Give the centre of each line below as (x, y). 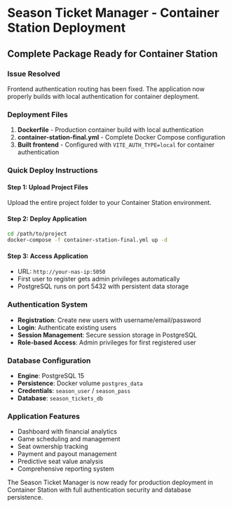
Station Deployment (67, 28)
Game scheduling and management (69, 439)
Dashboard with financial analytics (67, 432)
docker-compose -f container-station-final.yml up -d (88, 240)
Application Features (44, 416)
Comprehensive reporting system (66, 469)
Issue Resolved (34, 74)
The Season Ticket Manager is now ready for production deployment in (110, 483)
